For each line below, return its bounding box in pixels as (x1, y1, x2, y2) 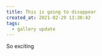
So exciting (6, 43, 35, 50)
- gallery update (12, 26, 56, 32)
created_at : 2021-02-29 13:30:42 (6, 15, 91, 21)
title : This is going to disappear (6, 9, 97, 15)
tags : (6, 20, 20, 26)
